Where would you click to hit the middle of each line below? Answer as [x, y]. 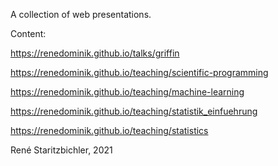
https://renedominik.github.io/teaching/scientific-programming [139, 72]
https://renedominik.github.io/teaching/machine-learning [127, 92]
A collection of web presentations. [81, 14]
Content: [28, 33]
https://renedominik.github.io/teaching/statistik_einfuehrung [134, 111]
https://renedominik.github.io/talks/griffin [95, 53]
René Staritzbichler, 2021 [61, 150]
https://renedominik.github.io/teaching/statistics [109, 130]
